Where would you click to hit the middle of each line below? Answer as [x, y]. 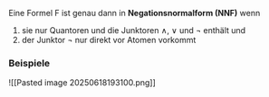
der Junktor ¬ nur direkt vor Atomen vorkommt [109, 40]
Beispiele [29, 63]
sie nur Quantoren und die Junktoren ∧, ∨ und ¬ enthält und [134, 30]
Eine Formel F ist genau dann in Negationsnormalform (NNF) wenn [134, 13]
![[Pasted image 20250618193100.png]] [82, 83]
